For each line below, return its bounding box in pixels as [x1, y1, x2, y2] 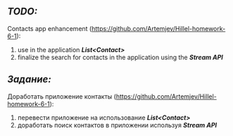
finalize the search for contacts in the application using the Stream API [17, 53, 224, 61]
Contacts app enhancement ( [7, 24, 92, 32]
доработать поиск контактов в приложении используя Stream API [17, 120, 217, 129]
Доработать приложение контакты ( [7, 92, 116, 101]
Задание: [7, 73, 51, 85]
